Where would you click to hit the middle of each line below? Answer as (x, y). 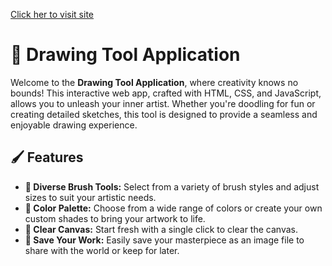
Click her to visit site (52, 14)
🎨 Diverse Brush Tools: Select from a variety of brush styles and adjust (172, 186)
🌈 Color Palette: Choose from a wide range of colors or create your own (173, 208)
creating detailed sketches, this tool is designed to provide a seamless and (164, 114)
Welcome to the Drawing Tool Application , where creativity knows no (154, 82)
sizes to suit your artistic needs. (90, 197)
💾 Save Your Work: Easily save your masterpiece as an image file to (164, 240)
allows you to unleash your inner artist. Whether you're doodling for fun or (163, 103)
